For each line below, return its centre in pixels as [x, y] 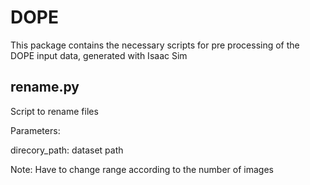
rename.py [45, 87]
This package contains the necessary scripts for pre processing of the [155, 45]
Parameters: [35, 130]
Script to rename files [54, 111]
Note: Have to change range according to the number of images [142, 169]
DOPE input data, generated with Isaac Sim [99, 55]
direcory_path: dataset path [67, 150]
